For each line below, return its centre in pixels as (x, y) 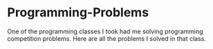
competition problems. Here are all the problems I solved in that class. (106, 38)
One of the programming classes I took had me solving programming (105, 31)
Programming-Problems (78, 13)
